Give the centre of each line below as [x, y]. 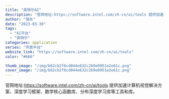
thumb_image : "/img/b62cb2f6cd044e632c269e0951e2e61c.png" [68, 66]
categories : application [31, 43]
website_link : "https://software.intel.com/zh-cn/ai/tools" [70, 52]
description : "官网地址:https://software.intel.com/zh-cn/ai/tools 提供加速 [84, 15]
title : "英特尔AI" [23, 10]
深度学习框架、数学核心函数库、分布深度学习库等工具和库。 [75, 91]
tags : [11, 29]
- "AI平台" [20, 33]
